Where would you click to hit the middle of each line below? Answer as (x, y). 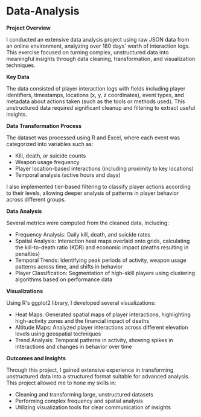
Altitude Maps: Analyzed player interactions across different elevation (101, 327)
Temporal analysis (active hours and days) (68, 175)
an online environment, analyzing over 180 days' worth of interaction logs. (98, 46)
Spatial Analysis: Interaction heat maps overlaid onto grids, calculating (102, 241)
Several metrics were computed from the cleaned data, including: (88, 223)
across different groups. (36, 199)
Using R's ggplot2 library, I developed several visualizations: (81, 302)
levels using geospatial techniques (58, 334)
